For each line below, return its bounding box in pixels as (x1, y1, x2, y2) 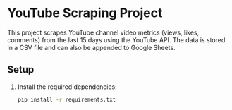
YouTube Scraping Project (7, 5, 163, 21)
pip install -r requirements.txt (17, 96, 116, 103)
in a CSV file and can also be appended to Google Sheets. (7, 43, 176, 51)
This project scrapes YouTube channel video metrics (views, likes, (7, 28, 200, 37)
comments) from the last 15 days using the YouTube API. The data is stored (7, 35, 226, 44)
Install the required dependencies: (17, 82, 118, 91)
